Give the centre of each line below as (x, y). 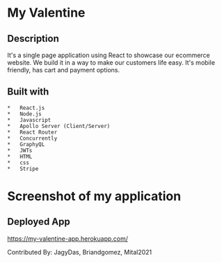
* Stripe (23, 168)
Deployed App (39, 222)
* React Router (32, 132)
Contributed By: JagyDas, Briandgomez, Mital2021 (80, 252)
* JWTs (20, 150)
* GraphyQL (26, 144)
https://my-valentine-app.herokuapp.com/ (68, 239)
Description (33, 39)
